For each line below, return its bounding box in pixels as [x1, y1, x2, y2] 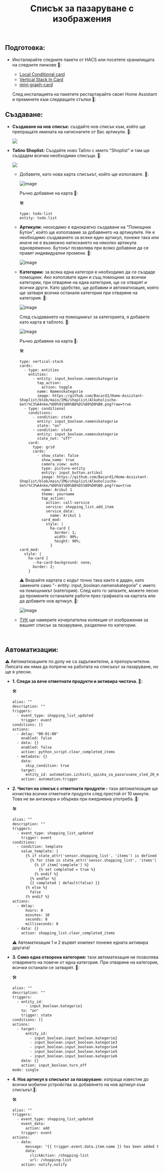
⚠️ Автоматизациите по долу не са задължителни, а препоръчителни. [5, 658, 151, 665]
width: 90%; [54, 534, 79, 539]
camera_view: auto [41, 461, 79, 467]
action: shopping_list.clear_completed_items [21, 931, 116, 935]
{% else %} [25, 885, 48, 890]
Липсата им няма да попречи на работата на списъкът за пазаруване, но [5, 664, 159, 670]
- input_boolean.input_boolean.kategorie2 [30, 1036, 118, 1041]
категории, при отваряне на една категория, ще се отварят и [19, 279, 147, 285]
